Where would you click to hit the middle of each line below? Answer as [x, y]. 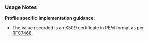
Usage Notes [21, 7]
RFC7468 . [23, 33]
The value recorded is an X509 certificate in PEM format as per [78, 28]
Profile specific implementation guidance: [50, 18]
